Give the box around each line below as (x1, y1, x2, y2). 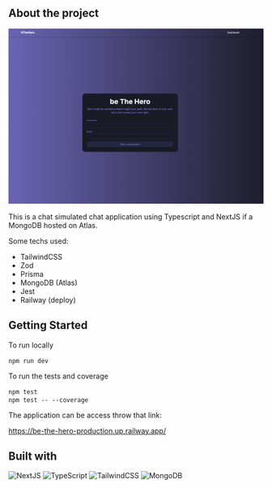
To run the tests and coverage (8, 371, 109, 381)
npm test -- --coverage (8, 395, 89, 404)
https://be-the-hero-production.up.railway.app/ (8, 425, 167, 435)
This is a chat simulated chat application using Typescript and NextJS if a (8, 211, 253, 222)
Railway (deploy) (19, 295, 77, 304)
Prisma (19, 269, 45, 279)
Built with (8, 450, 57, 464)
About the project (8, 6, 100, 20)
